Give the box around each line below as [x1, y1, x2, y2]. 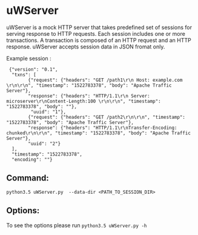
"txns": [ [12, 71, 36, 78]
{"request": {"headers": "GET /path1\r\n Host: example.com [28, 77, 183, 83]
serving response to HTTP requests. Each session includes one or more [6, 30, 186, 37]
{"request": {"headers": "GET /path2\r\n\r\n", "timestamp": [28, 114, 186, 120]
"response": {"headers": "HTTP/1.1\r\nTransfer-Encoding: [28, 125, 177, 131]
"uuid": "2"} [28, 141, 61, 147]
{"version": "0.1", [8, 66, 59, 73]
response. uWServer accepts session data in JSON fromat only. [6, 43, 165, 50]
